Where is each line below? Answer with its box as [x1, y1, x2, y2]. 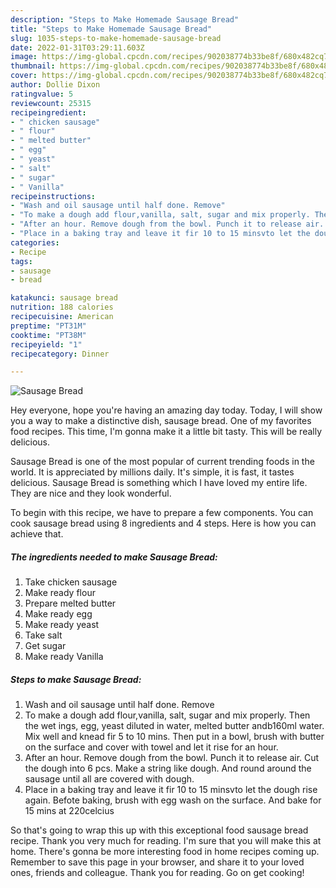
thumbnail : [10, 61, 56, 71]
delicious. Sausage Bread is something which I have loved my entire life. [10, 477, 308, 489]
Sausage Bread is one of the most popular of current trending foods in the [10, 456, 315, 468]
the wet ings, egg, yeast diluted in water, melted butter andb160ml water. [24, 720, 325, 732]
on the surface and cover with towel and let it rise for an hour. [24, 741, 279, 753]
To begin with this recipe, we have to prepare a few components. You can [10, 507, 314, 519]
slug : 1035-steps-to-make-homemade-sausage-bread [10, 33, 222, 43]
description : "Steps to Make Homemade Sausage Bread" [10, 14, 240, 25]
